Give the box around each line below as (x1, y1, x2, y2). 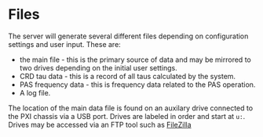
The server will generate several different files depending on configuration (8, 31, 249, 41)
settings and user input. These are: (8, 39, 122, 49)
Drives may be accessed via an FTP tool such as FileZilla (8, 120, 192, 129)
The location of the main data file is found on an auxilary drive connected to (8, 103, 254, 113)
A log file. (19, 88, 51, 97)
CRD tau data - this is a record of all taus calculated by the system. (19, 71, 236, 81)
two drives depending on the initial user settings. (19, 63, 178, 72)
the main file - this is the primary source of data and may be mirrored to (19, 55, 251, 64)
